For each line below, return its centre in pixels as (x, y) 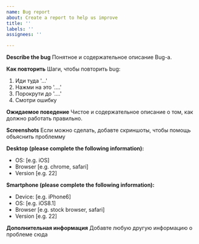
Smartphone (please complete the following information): (80, 185)
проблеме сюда (27, 234)
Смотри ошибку (36, 100)
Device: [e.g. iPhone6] (43, 197)
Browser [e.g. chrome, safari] (52, 167)
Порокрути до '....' (38, 94)
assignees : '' (24, 35)
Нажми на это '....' (38, 87)
